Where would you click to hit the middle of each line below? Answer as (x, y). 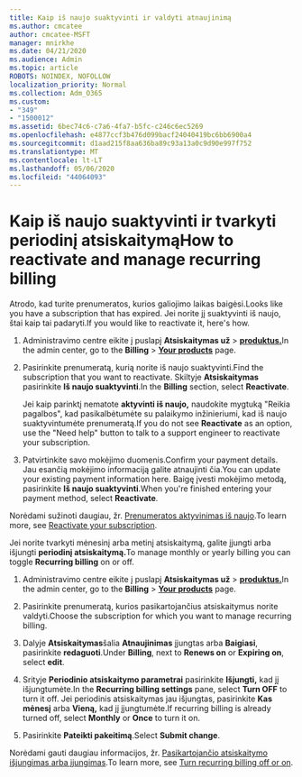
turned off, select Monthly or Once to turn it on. (111, 718)
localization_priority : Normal (68, 85)
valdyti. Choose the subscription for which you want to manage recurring (157, 616)
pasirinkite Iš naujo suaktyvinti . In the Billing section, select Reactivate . (156, 387)
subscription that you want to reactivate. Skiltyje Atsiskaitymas (141, 377)
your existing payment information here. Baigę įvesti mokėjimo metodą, (154, 480)
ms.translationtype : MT (54, 151)
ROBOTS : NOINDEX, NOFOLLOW (60, 77)
